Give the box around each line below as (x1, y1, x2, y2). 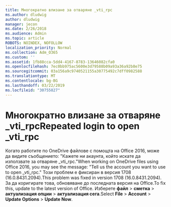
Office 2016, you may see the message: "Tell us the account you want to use (5, 164, 166, 170)
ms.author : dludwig (5, 12, 47, 17)
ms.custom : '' (5, 54, 36, 60)
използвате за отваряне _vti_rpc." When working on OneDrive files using (5, 158, 159, 165)
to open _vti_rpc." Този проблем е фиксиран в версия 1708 (5, 169, 131, 176)
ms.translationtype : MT (5, 74, 56, 79)
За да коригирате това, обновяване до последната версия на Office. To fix (5, 180, 166, 186)
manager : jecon (5, 21, 38, 27)
